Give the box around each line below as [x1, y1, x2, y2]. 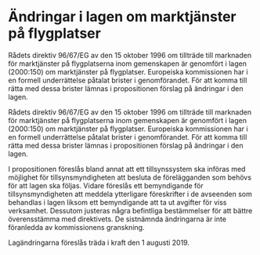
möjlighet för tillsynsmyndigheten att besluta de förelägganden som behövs [8, 173, 252, 182]
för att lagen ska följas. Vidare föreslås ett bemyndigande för [8, 180, 204, 190]
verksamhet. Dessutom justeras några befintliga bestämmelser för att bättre [8, 206, 253, 215]
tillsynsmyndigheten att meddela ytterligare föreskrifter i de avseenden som [8, 189, 252, 199]
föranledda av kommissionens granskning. [8, 222, 145, 231]
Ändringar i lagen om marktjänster [8, 8, 237, 26]
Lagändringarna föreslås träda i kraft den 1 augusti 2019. [8, 238, 190, 247]
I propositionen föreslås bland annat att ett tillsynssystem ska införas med [8, 164, 246, 173]
